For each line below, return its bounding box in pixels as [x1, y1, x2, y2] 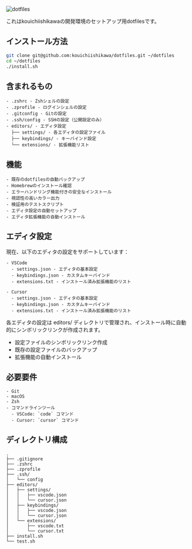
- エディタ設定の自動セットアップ [6, 208, 77, 214]
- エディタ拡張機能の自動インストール [6, 214, 86, 220]
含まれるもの [6, 81, 53, 91]
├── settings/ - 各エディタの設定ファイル [11, 129, 106, 135]
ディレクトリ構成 [6, 435, 68, 445]
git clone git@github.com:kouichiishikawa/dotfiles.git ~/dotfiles [6, 52, 175, 58]
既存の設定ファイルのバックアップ [14, 346, 97, 353]
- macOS [6, 393, 25, 400]
